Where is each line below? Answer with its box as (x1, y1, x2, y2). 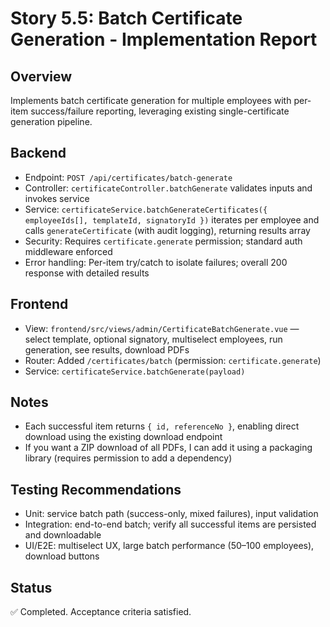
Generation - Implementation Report (10, 28, 318, 51)
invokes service (24, 192, 90, 204)
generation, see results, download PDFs (24, 343, 190, 356)
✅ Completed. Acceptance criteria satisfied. (10, 606, 192, 618)
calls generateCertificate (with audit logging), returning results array (24, 224, 311, 236)
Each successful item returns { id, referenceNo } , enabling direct (24, 420, 300, 432)
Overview (10, 68, 73, 85)
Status (10, 579, 53, 596)
